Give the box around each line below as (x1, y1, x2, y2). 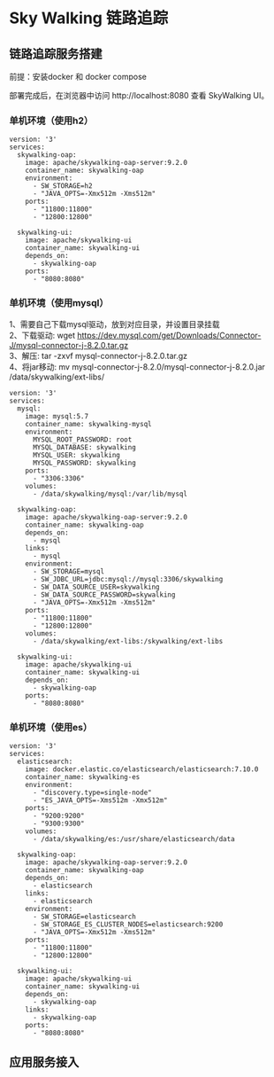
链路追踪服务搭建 (9, 46, 103, 61)
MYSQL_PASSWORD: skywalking (32, 458, 137, 467)
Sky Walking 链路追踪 (9, 8, 169, 28)
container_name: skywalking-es (25, 772, 141, 781)
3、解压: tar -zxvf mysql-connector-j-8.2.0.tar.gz (9, 350, 188, 361)
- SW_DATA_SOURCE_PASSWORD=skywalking (32, 590, 176, 599)
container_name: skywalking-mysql (25, 419, 152, 428)
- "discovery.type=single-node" (32, 788, 152, 797)
